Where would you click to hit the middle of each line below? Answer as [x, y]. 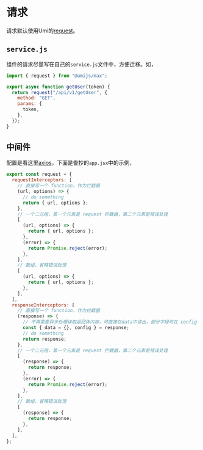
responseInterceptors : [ [43, 305]
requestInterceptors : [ [42, 180]
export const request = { [39, 175]
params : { [30, 104]
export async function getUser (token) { [59, 87]
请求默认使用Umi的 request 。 [42, 31]
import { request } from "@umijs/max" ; [57, 76]
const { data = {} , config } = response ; [76, 328]
